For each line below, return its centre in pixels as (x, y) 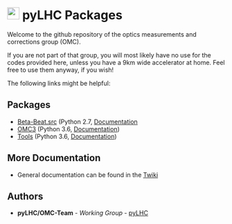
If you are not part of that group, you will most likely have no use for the (109, 55)
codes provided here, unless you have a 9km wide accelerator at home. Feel (116, 62)
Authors (25, 196)
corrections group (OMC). (44, 41)
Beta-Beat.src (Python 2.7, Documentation (78, 122)
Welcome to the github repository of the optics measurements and (102, 34)
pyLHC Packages (72, 16)
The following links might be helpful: (59, 83)
